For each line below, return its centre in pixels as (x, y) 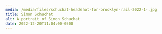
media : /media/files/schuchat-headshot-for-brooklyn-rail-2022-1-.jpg (81, 10)
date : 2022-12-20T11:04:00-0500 (39, 24)
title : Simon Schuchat (29, 14)
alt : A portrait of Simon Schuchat (43, 19)
